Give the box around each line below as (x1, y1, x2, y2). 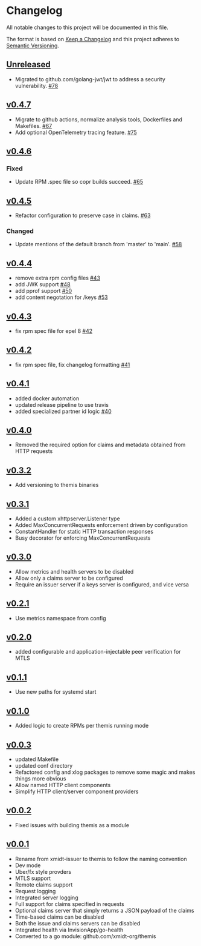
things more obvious (14, 774, 66, 782)
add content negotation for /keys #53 (14, 294, 108, 301)
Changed (6, 227, 34, 235)
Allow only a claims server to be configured (14, 574, 124, 582)
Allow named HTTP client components (14, 781, 111, 788)
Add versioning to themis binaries (14, 481, 99, 489)
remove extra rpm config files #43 (14, 274, 101, 282)
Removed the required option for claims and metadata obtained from (14, 441, 186, 449)
